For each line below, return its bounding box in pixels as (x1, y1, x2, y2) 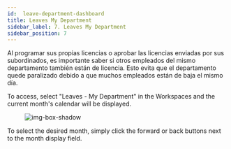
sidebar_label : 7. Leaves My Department (7, 23, 127, 30)
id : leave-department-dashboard (7, 10, 105, 17)
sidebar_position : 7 (7, 29, 68, 37)
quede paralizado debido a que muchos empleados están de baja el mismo (7, 71, 223, 80)
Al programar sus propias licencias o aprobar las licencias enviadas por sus (7, 49, 225, 57)
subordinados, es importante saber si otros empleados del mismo (7, 57, 196, 65)
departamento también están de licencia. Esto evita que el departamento (7, 64, 216, 72)
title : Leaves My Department (7, 17, 92, 24)
